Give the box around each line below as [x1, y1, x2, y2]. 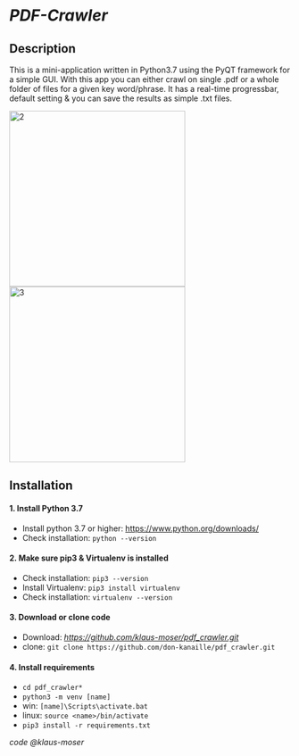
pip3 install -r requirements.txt [21, 721, 151, 730]
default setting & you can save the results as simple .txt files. [9, 93, 233, 104]
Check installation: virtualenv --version [21, 591, 173, 602]
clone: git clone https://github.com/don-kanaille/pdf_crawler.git [21, 642, 276, 652]
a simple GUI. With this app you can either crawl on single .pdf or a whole [9, 74, 279, 85]
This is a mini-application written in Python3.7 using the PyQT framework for [9, 64, 290, 75]
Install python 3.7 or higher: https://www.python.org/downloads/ [21, 523, 259, 534]
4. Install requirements [9, 661, 96, 672]
